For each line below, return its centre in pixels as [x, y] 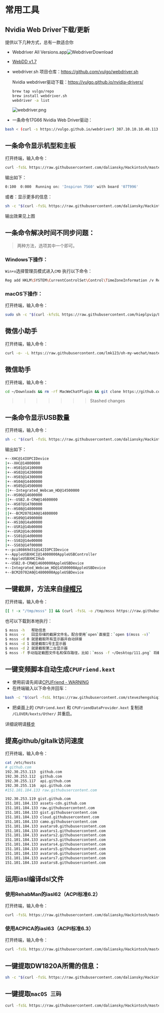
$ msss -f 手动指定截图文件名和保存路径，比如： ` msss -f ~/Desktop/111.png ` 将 [81, 653]
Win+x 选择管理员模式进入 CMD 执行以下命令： [49, 271]
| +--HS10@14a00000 [24, 522]
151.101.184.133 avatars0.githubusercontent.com [55, 826]
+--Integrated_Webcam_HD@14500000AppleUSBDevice [55, 568]
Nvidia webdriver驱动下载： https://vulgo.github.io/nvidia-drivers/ [78, 82]
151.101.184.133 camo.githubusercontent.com [51, 822]
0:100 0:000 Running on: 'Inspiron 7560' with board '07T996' [72, 187]
